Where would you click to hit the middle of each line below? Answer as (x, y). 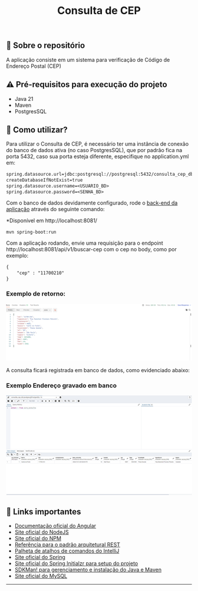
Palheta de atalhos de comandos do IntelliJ (67, 551)
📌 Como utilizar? (37, 129)
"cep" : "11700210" (41, 273)
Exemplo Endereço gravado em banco (61, 386)
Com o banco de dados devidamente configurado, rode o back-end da (92, 203)
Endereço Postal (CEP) (34, 66)
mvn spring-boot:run (32, 232)
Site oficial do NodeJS (42, 532)
